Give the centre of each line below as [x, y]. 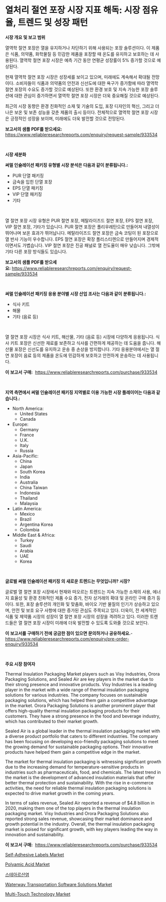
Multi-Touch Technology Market [38, 894]
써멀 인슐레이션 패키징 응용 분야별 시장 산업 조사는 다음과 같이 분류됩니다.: [76, 294]
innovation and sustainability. [35, 835]
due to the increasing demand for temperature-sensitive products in [74, 767]
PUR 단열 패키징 [28, 175]
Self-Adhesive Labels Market [35, 854]
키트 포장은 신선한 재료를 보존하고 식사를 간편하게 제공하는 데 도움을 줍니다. [83, 343]
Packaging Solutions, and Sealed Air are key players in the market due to [79, 679]
